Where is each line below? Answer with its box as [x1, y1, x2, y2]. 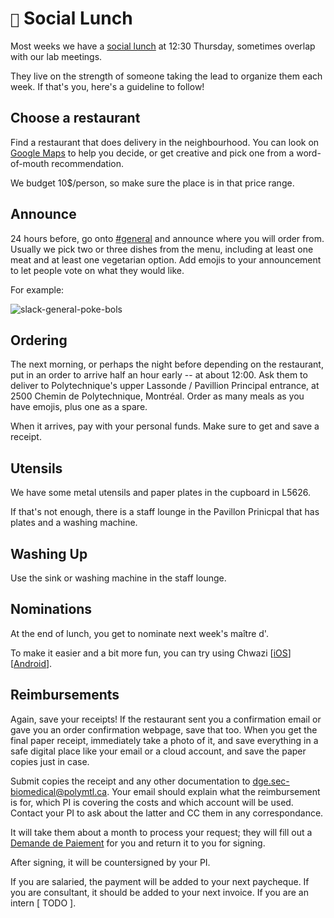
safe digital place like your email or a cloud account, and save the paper [10, 745, 307, 757]
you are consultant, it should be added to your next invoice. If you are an [10, 886, 309, 898]
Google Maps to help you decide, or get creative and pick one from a [10, 147, 295, 159]
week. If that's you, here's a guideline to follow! [10, 80, 205, 92]
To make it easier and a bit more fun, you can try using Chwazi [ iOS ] [10, 647, 292, 659]
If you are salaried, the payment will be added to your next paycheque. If [10, 875, 310, 887]
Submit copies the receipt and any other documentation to [10, 775, 251, 787]
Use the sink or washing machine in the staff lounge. [10, 572, 227, 584]
